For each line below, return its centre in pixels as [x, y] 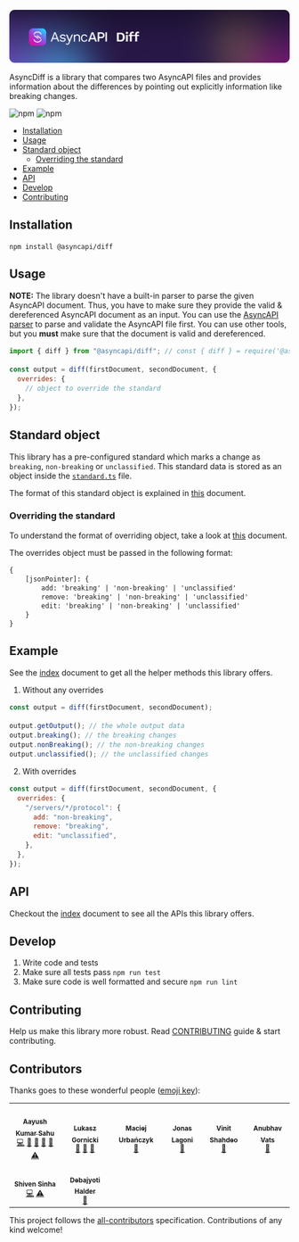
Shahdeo [224, 1140]
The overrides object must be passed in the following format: [121, 552]
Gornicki [85, 1140]
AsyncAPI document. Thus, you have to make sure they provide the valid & [146, 305]
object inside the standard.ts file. [70, 476]
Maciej [136, 1128]
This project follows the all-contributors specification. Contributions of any [146, 1220]
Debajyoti [85, 1180]
